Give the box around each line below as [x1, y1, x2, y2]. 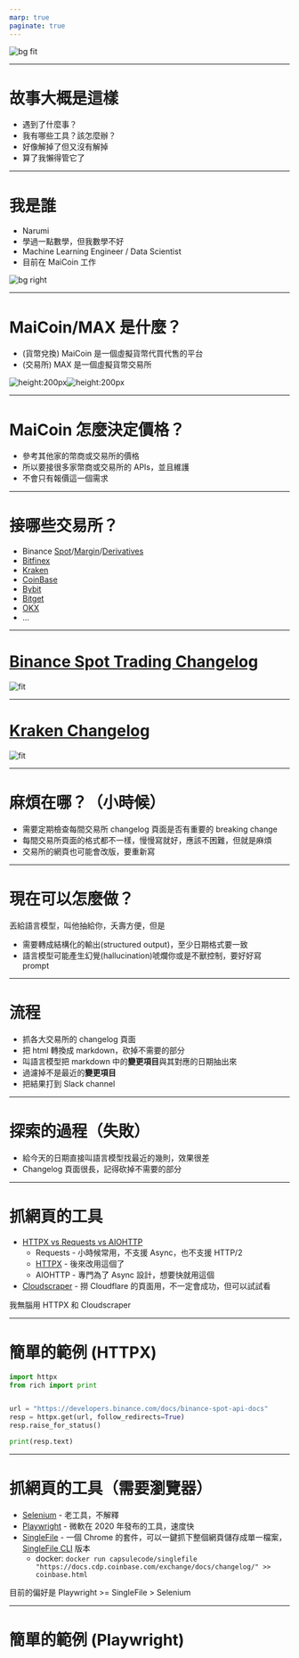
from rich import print [9, 1381, 98, 1390]
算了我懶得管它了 [21, 152, 85, 163]
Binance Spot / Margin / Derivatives [21, 546, 144, 557]
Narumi [21, 226, 50, 236]
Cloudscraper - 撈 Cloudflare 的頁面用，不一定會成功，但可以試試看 [21, 1280, 271, 1291]
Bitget [21, 594, 44, 604]
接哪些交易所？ [9, 516, 119, 536]
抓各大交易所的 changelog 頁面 [21, 1033, 136, 1044]
